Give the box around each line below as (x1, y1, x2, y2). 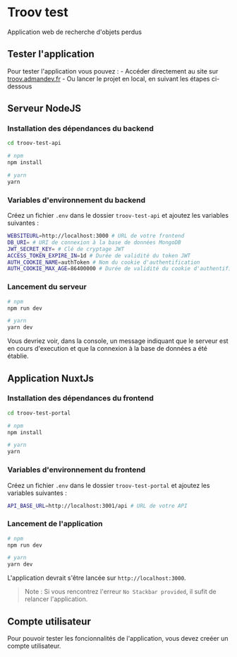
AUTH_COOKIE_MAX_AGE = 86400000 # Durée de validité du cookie (7, 265, 191, 272)
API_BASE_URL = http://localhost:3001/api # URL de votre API (7, 502, 188, 509)
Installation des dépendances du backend (7, 124, 154, 134)
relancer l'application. (24, 595, 88, 603)
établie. (7, 351, 30, 361)
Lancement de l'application (7, 519, 103, 529)
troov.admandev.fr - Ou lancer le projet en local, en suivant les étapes (7, 74, 210, 83)
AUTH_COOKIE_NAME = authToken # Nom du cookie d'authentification (7, 259, 200, 266)
